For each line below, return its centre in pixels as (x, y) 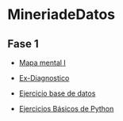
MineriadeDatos (61, 15)
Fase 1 (23, 44)
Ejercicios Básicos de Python (66, 109)
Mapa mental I (42, 62)
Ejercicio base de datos (57, 93)
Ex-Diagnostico (44, 78)
